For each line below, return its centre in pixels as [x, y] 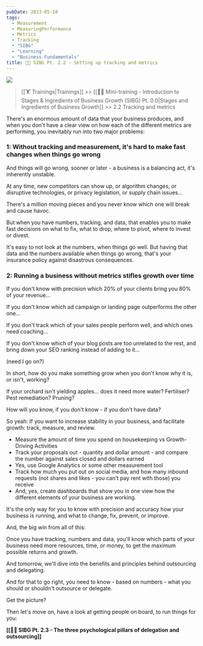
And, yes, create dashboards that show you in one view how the [95, 491]
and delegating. [26, 570]
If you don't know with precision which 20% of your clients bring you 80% [99, 289]
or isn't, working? [28, 380]
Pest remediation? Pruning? [40, 398]
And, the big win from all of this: [46, 527]
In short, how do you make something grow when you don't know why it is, [99, 373]
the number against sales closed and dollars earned [79, 459]
